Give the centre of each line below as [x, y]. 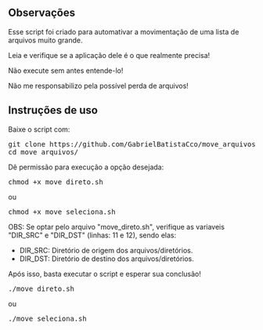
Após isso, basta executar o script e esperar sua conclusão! [105, 274]
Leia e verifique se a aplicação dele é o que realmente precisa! [109, 55]
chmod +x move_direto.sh [56, 182]
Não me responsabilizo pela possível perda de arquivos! [99, 85]
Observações [42, 13]
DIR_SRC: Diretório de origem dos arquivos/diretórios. [106, 250]
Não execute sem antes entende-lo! [66, 71]
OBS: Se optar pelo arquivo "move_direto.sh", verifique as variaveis [117, 227]
